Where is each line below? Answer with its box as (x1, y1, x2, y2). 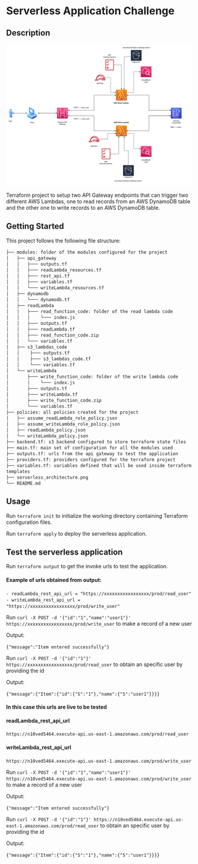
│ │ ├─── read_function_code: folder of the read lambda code (6, 308, 173, 315)
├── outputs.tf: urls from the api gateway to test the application (6, 450, 178, 457)
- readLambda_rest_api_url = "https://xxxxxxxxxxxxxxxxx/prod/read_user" (6, 591, 192, 597)
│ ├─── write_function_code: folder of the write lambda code (6, 373, 178, 380)
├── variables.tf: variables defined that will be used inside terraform (6, 462, 192, 469)
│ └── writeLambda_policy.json (6, 433, 89, 439)
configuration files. (6, 519, 52, 526)
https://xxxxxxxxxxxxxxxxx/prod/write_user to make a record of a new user (6, 620, 192, 627)
